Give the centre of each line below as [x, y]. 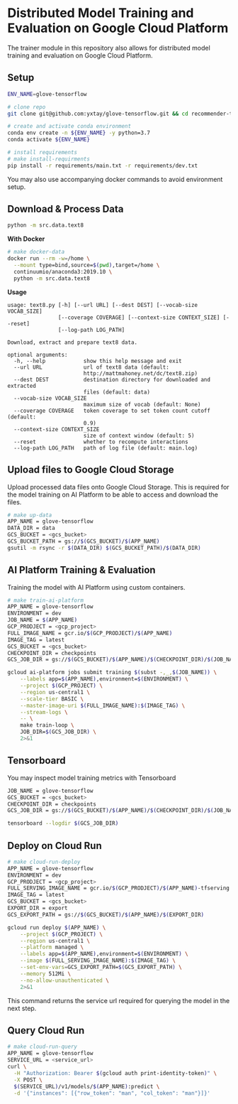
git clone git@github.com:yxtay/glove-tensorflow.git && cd [98, 114]
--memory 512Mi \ [46, 974]
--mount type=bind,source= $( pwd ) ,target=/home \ [87, 265]
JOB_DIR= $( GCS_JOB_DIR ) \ [58, 732]
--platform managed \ [52, 947]
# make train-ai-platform [45, 600]
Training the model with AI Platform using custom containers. [96, 587]
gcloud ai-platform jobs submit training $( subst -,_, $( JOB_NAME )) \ [112, 673]
